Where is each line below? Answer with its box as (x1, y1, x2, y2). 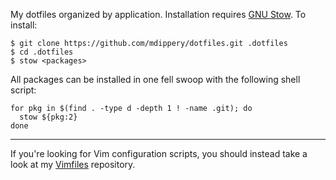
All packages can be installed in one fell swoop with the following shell (10, 74, 301, 85)
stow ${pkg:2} (19, 112, 78, 122)
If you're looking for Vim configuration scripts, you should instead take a (10, 148, 308, 159)
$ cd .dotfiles (10, 47, 74, 57)
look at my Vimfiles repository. (10, 159, 136, 170)
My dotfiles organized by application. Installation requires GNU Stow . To (10, 9, 307, 20)
